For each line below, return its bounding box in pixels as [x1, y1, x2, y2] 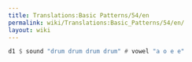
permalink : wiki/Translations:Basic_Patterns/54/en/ [8, 19, 185, 27]
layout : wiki [8, 26, 51, 34]
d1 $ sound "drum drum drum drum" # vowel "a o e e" [8, 48, 185, 56]
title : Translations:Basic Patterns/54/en [8, 11, 150, 20]
